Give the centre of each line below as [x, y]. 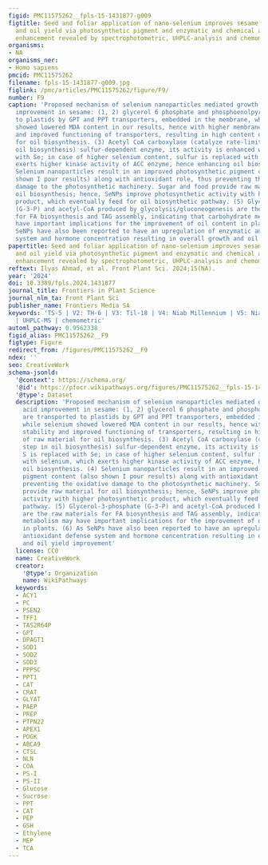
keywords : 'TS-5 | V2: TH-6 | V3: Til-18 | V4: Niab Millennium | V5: [128, 313]
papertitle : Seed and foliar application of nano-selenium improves [124, 246]
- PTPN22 [30, 722]
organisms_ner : [33, 61]
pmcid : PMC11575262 [41, 75]
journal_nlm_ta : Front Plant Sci [64, 298]
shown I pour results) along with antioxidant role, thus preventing [133, 179]
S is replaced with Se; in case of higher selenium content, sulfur [139, 454]
